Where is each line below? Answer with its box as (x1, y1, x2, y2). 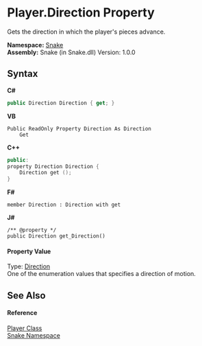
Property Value (7, 247, 51, 255)
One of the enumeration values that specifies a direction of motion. (7, 270, 197, 278)
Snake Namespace (7, 331, 60, 339)
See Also (7, 290, 46, 301)
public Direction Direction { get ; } (7, 100, 115, 106)
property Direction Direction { (7, 163, 99, 170)
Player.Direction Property (7, 5, 155, 21)
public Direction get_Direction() (7, 233, 106, 240)
